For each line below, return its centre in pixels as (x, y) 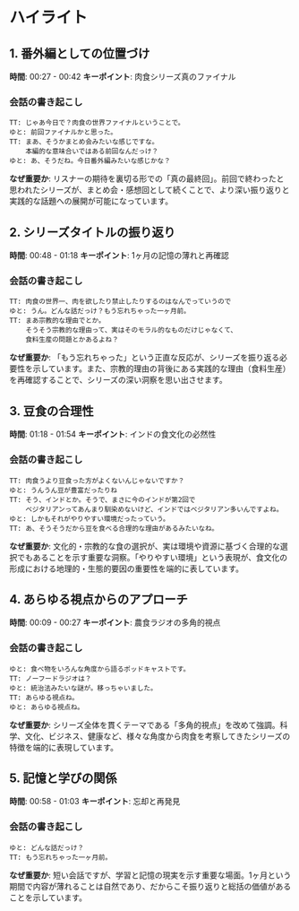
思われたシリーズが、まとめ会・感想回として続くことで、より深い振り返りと (149, 190)
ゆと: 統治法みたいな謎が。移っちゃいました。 (83, 688)
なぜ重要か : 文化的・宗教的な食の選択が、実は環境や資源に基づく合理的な (145, 546)
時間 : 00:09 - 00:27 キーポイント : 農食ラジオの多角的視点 (115, 622)
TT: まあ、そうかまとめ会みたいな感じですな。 (84, 142)
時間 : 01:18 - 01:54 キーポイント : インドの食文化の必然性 (113, 434)
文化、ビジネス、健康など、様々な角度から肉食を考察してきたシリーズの (158, 736)
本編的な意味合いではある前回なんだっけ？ (92, 152)
